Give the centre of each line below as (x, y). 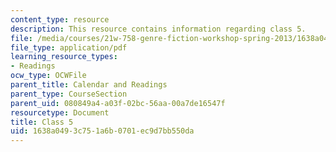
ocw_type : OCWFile (48, 76)
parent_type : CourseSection (69, 94)
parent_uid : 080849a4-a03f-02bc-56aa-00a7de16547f (118, 103)
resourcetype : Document (60, 112)
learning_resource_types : (64, 57)
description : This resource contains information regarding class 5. (158, 29)
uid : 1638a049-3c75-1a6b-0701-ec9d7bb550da (102, 131)
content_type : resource (60, 19)
